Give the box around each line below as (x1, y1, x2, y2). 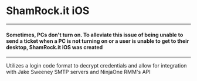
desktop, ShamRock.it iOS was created (6, 43, 103, 50)
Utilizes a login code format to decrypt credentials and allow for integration (6, 62, 187, 69)
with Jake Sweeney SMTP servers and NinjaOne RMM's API (6, 69, 151, 76)
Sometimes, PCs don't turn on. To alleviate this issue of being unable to (6, 31, 184, 38)
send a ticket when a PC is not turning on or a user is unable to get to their (6, 37, 189, 45)
